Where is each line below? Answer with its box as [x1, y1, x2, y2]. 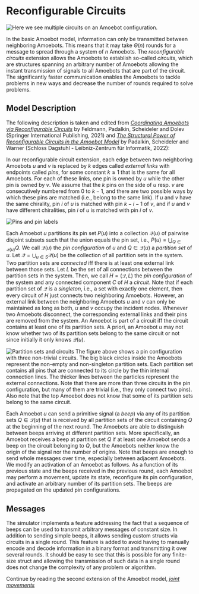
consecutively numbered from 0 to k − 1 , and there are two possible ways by [6, 187, 193, 195]
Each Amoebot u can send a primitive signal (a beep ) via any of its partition [6, 410, 190, 417]
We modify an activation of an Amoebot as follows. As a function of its [6, 461, 178, 468]
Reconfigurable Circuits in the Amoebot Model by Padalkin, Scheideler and [6, 138, 189, 145]
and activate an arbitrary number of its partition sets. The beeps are [6, 480, 172, 487]
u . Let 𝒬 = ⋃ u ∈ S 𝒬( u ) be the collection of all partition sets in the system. [6, 252, 184, 260]
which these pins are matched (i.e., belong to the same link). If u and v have [6, 193, 192, 201]
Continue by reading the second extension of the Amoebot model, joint [6, 575, 180, 582]
